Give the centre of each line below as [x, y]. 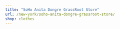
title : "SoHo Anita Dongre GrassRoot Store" [52, 10]
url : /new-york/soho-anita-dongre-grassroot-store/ [60, 14]
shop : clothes [20, 19]
